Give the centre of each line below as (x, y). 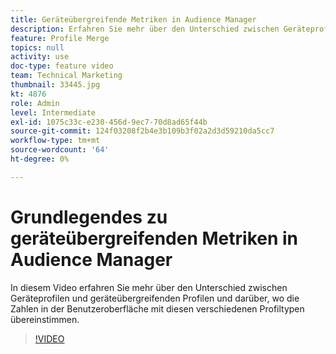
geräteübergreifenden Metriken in (154, 238)
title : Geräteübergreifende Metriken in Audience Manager (133, 19)
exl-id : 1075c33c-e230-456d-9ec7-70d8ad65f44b (109, 122)
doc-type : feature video (62, 66)
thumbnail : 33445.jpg (55, 85)
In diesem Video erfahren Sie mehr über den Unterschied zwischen (149, 287)
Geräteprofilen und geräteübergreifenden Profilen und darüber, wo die (155, 298)
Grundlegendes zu (89, 217)
